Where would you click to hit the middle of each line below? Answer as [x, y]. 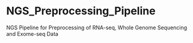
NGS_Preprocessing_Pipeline [81, 11]
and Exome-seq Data [32, 33]
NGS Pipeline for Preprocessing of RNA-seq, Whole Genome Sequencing [97, 27]
